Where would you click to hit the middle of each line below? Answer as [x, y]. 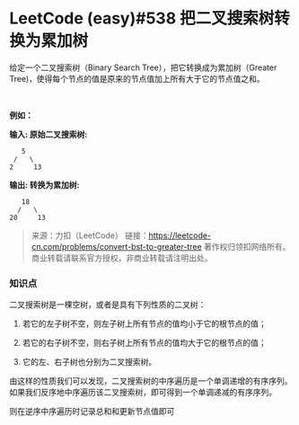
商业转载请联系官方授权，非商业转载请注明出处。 [122, 258]
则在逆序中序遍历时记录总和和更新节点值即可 [92, 412]
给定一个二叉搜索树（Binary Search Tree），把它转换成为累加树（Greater [143, 67]
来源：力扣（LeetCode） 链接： [90, 235]
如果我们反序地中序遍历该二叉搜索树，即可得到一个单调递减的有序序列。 [143, 393]
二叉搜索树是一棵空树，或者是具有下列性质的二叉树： [108, 305]
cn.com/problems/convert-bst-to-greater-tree [116, 246]
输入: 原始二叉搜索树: [48, 134]
